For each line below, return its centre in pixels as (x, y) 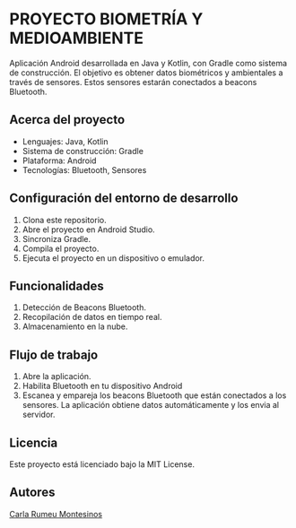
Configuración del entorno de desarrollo (124, 199)
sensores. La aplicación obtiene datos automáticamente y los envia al (151, 405)
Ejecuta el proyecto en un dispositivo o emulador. (113, 258)
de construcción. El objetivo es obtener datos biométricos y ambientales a (146, 73)
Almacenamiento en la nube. (75, 326)
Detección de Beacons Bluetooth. (84, 307)
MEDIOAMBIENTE (76, 38)
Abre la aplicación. (57, 377)
